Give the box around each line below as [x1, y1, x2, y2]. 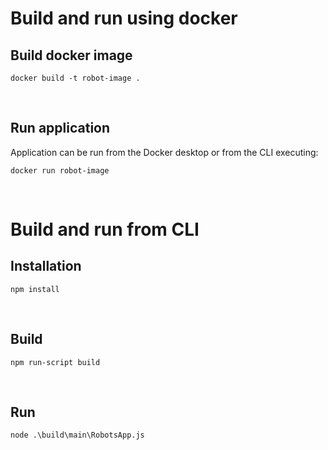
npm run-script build [10, 357, 101, 367]
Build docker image [10, 47, 133, 64]
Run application [10, 120, 111, 137]
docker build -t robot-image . [10, 73, 141, 83]
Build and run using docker [10, 7, 238, 30]
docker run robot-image [10, 165, 110, 176]
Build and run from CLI [10, 218, 200, 241]
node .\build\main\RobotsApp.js [10, 430, 145, 441]
